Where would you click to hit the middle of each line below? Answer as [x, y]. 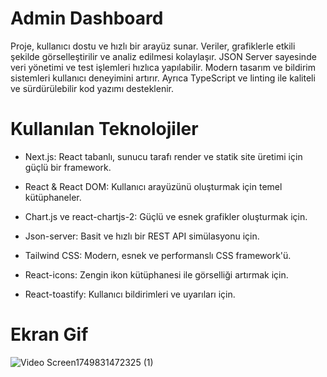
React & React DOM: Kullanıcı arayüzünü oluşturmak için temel [153, 186]
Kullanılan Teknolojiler [104, 129]
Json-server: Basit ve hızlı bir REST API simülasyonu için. [142, 236]
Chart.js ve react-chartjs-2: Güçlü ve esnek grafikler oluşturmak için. [166, 216]
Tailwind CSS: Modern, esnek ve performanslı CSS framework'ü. [158, 255]
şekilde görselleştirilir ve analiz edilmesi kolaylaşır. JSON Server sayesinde [163, 56]
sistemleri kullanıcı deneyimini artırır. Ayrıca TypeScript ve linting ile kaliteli [163, 78]
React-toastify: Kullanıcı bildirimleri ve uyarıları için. [130, 294]
